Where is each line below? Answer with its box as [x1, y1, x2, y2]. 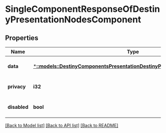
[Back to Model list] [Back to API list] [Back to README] [5, 123, 119, 128]
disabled [7, 104, 29, 110]
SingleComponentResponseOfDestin [5, 3, 161, 15]
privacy [7, 83, 26, 90]
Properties [5, 34, 39, 42]
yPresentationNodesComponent [5, 14, 141, 25]
